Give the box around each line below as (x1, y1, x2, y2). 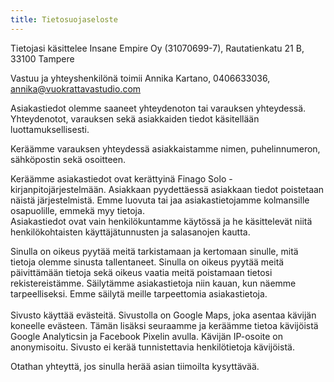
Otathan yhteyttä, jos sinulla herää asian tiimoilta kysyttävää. (10, 360, 260, 372)
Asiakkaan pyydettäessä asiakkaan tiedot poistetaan (108, 183, 325, 195)
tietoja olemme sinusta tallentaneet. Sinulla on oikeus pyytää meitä (10, 256, 285, 268)
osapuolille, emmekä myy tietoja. (10, 204, 145, 216)
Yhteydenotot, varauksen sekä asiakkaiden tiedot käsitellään (10, 112, 260, 125)
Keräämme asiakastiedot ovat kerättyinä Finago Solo (10, 172, 227, 185)
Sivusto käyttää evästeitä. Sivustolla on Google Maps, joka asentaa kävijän (10, 309, 317, 321)
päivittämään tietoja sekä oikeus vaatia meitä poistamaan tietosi (10, 266, 273, 278)
